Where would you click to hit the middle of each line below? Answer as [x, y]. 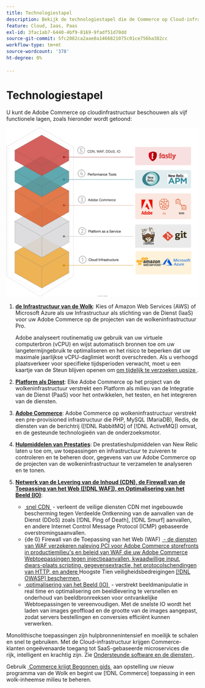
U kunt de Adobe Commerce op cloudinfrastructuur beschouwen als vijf [97, 112]
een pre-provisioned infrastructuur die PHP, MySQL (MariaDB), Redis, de [107, 420]
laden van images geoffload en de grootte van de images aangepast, [111, 611]
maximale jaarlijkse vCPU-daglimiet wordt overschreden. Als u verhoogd [106, 357]
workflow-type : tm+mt [34, 45]
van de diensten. [36, 401]
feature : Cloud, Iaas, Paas [42, 26]
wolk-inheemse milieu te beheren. [49, 679]
